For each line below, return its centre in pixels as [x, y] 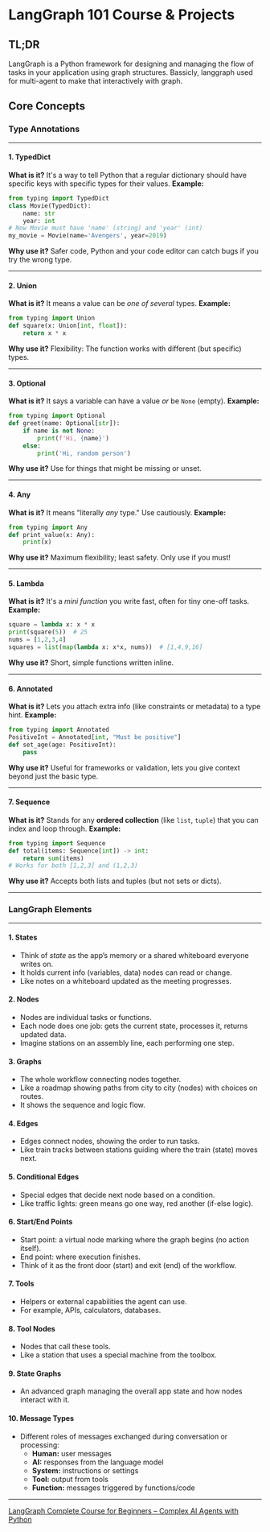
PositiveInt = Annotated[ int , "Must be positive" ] [95, 737]
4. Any [19, 495]
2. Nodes [24, 999]
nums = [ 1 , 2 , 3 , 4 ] [37, 640]
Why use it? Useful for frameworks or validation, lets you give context [125, 767]
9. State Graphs [35, 1373]
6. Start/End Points [41, 1222]
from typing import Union [51, 318]
